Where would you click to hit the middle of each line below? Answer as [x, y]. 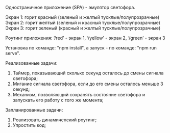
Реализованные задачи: [31, 63]
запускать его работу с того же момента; [58, 100]
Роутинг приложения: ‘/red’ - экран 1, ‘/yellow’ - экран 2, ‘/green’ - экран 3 [85, 38]
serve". [13, 53]
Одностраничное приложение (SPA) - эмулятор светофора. [70, 7]
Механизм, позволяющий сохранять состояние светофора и [79, 95]
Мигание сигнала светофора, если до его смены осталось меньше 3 [88, 84]
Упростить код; [29, 125]
